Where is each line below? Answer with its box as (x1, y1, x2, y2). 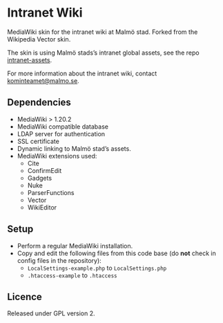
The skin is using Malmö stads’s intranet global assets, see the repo (7, 48, 200, 57)
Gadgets (27, 174, 52, 182)
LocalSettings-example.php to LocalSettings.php (27, 264, 167, 272)
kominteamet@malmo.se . (7, 76, 79, 84)
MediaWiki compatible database (17, 122, 109, 131)
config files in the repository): (17, 256, 101, 264)
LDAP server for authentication (17, 129, 106, 138)
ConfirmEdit (27, 166, 62, 174)
